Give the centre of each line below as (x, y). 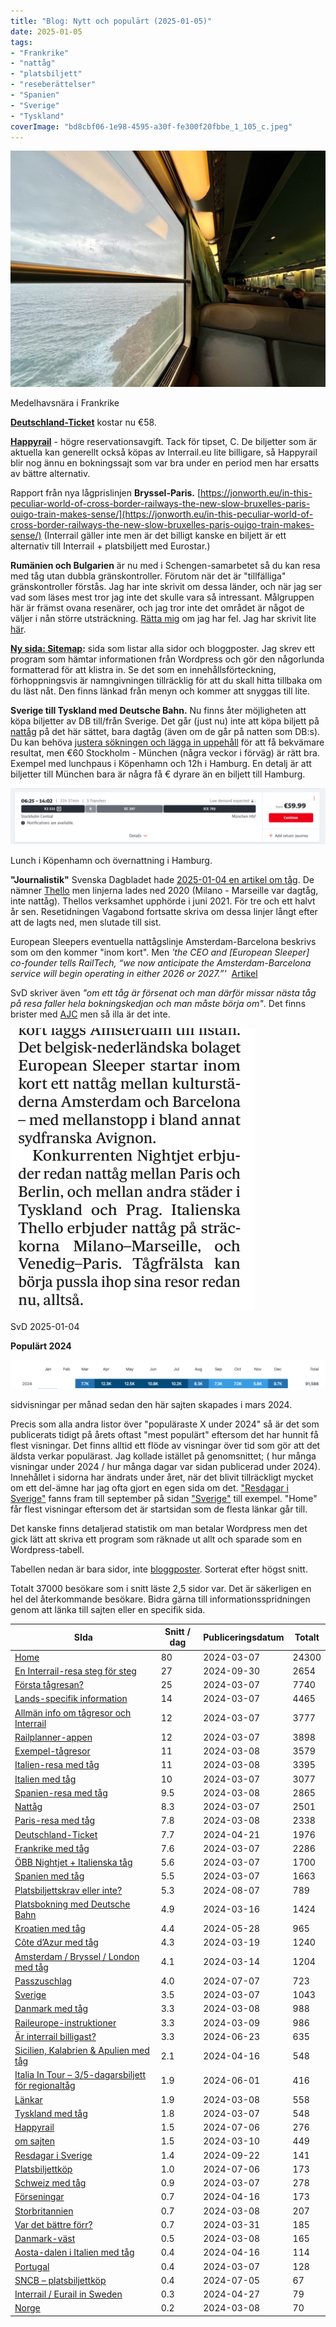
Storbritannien (44, 2211)
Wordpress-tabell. (47, 1549)
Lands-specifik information (71, 1699)
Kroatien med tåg (50, 1929)
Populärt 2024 (41, 1346)
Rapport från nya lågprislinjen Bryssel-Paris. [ (106, 493)
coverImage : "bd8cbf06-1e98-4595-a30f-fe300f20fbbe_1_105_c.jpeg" (151, 126)
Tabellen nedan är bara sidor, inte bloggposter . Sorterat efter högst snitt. (159, 1569)
